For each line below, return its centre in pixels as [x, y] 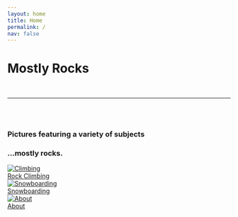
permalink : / [27, 27]
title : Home [25, 20]
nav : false [23, 34]
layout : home [27, 14]
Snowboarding [29, 191]
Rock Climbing [28, 176]
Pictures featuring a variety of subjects [76, 134]
